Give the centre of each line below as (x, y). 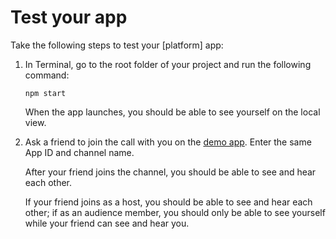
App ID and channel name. (79, 152)
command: (47, 75)
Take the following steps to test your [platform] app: (117, 45)
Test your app (69, 17)
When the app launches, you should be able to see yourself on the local (172, 112)
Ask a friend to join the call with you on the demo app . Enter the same (168, 142)
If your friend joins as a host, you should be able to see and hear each (168, 202)
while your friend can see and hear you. (107, 223)
